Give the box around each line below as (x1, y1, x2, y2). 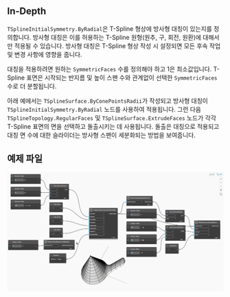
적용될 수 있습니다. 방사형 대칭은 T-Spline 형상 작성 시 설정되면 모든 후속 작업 (14, 41, 221, 50)
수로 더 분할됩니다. (7, 82, 57, 90)
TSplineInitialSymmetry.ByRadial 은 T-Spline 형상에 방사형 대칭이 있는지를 (7, 24, 213, 33)
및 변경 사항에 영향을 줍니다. (7, 50, 82, 58)
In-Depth (7, 5, 47, 17)
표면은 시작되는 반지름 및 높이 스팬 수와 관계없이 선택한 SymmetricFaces (26, 73, 218, 82)
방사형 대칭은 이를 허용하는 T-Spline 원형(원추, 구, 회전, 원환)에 (32, 33, 201, 41)
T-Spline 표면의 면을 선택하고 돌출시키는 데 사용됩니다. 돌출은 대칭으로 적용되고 (7, 122, 220, 130)
